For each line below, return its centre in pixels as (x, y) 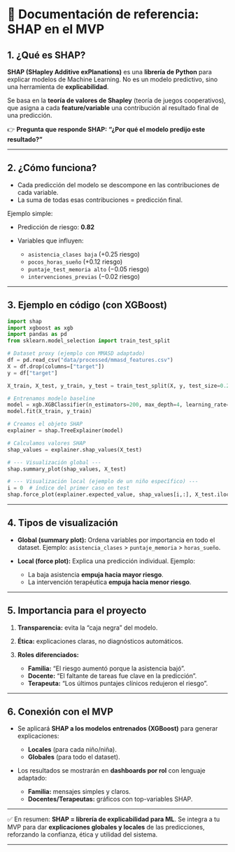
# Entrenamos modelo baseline (51, 398)
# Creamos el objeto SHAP (45, 424)
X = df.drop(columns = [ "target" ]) (56, 366)
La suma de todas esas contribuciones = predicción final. (100, 200)
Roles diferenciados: (48, 654)
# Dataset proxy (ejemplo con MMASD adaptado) (76, 353)
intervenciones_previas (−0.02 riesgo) (84, 276)
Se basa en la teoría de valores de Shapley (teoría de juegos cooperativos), (116, 100)
